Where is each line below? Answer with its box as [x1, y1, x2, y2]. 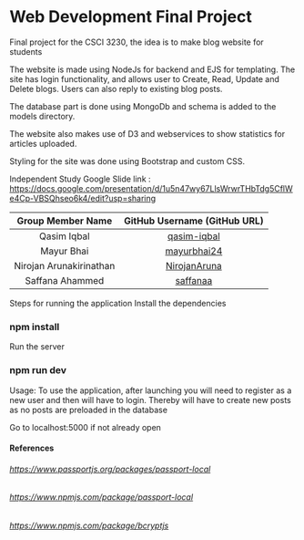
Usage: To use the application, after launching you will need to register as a [9, 385, 292, 396]
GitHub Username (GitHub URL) [124, 214, 264, 227]
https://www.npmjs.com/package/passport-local [9, 492, 194, 503]
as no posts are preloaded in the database [9, 404, 168, 415]
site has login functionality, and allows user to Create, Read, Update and [9, 73, 280, 84]
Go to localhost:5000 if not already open [9, 421, 162, 432]
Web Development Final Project [9, 6, 252, 27]
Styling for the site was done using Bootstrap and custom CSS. [9, 155, 246, 166]
